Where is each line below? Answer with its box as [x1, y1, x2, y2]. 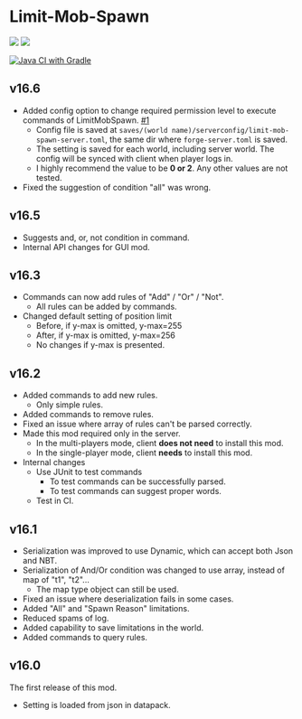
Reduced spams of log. [22, 612, 109, 623]
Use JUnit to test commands [35, 467, 143, 478]
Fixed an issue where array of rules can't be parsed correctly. [22, 418, 253, 430]
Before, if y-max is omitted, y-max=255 [35, 321, 183, 331]
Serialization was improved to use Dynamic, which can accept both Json [22, 546, 294, 556]
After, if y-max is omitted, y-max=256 [35, 330, 176, 341]
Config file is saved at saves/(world [35, 124, 168, 135]
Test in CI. [35, 495, 74, 507]
